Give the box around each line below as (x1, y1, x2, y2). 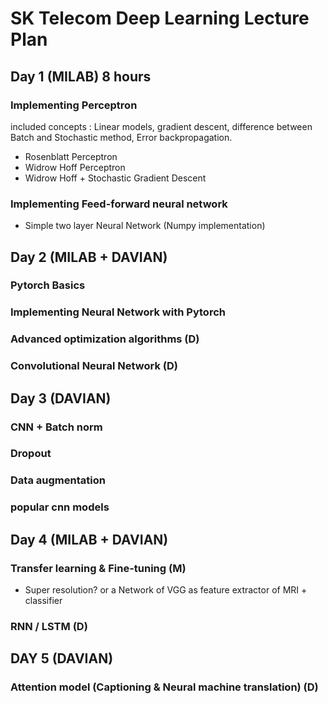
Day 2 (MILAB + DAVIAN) (10, 248, 168, 266)
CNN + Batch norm (10, 420, 103, 434)
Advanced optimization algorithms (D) (10, 332, 200, 346)
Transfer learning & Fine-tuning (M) (10, 561, 187, 575)
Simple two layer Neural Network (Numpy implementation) (24, 220, 266, 232)
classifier (24, 595, 63, 607)
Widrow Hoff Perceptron (24, 161, 126, 173)
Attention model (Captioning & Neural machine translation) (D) (10, 680, 319, 694)
